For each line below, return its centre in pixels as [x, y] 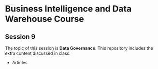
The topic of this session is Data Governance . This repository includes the [79, 48]
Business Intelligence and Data [68, 9]
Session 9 [20, 37]
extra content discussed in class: [38, 53]
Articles [20, 63]
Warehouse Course [45, 19]
